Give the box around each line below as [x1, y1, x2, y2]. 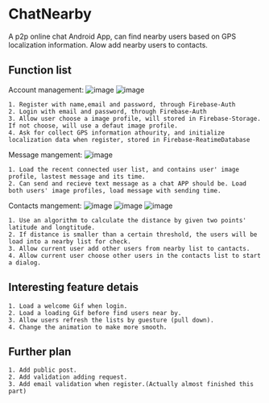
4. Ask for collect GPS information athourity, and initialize [8, 128, 226, 137]
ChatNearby [8, 5, 93, 23]
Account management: [8, 85, 85, 94]
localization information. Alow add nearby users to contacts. [8, 39, 208, 49]
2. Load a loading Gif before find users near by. [8, 309, 182, 317]
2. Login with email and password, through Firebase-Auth [8, 107, 207, 115]
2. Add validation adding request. [8, 373, 128, 381]
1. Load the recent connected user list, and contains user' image [8, 165, 240, 173]
